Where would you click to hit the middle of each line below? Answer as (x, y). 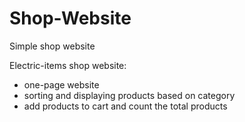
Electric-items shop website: (68, 65)
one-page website (61, 84)
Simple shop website (52, 46)
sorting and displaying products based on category (129, 95)
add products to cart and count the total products (125, 106)
